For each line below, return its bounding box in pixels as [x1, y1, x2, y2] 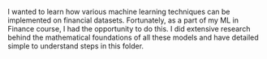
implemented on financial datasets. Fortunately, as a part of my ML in [7, 15, 239, 25]
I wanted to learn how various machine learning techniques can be [7, 7, 230, 16]
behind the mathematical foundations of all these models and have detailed [7, 32, 259, 42]
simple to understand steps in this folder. [7, 41, 144, 51]
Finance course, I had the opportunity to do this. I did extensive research [7, 24, 251, 33]
